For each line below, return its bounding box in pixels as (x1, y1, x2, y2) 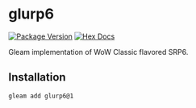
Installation (8, 70, 66, 85)
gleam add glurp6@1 (8, 92, 74, 100)
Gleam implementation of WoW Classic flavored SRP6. (8, 47, 189, 56)
